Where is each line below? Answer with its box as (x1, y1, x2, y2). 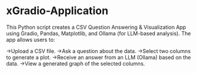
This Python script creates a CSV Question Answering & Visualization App (6, 24, 186, 31)
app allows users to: (6, 36, 55, 43)
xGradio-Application (6, 4, 108, 18)
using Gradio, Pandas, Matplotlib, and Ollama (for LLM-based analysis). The (6, 29, 191, 36)
